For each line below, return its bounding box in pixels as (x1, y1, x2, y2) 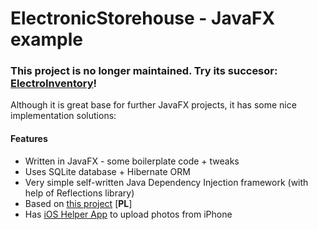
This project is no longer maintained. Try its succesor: (10, 64, 278, 78)
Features (10, 133, 48, 145)
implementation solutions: (10, 110, 117, 122)
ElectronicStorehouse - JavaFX (10, 7, 276, 30)
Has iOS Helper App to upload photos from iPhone (24, 208, 233, 220)
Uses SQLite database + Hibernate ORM (24, 165, 191, 177)
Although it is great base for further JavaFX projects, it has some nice (10, 99, 297, 111)
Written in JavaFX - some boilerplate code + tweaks (24, 155, 240, 167)
